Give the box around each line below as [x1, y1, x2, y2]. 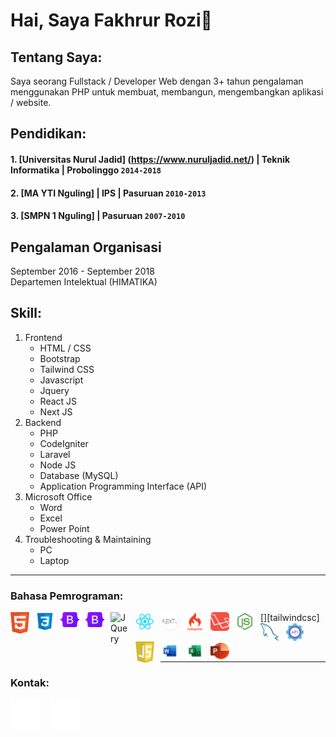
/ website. [10, 97, 52, 108]
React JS [39, 395, 78, 407]
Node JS [39, 459, 77, 471]
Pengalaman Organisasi [10, 239, 162, 256]
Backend [24, 416, 62, 428]
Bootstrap [39, 352, 81, 364]
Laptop [39, 554, 70, 566]
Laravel [39, 448, 71, 460]
